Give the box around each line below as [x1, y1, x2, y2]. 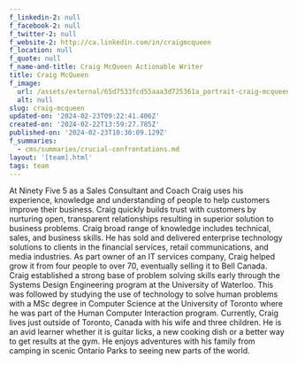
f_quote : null [9, 54, 62, 63]
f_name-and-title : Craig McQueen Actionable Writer [9, 63, 203, 72]
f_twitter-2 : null [9, 29, 77, 38]
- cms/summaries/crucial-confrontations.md [17, 144, 179, 153]
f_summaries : [9, 136, 57, 145]
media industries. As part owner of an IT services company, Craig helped [9, 252, 276, 262]
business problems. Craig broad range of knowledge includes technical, [9, 223, 271, 234]
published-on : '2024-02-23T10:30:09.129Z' [9, 128, 168, 137]
